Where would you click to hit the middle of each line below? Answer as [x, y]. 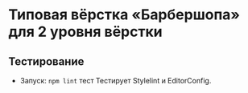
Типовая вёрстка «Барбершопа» [124, 15]
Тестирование [46, 61]
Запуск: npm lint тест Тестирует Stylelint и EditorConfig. [116, 81]
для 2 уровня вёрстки [85, 32]
